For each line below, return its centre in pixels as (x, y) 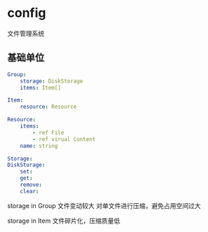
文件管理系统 (26, 33)
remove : (31, 185)
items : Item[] (40, 87)
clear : (30, 191)
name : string (39, 146)
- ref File (48, 133)
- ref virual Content (64, 139)
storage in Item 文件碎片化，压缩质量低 (64, 221)
